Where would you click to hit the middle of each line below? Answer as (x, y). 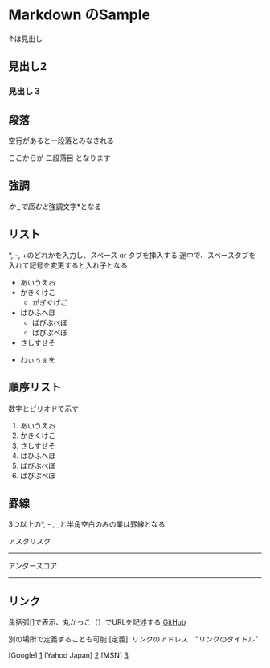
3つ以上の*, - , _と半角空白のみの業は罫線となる (87, 524)
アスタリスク (29, 541)
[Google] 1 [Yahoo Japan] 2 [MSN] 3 (68, 655)
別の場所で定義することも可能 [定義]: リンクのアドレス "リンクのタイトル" (133, 639)
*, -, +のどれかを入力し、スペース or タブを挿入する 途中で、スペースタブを (132, 255)
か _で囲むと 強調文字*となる (55, 206)
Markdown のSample (80, 15)
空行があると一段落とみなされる (61, 141)
